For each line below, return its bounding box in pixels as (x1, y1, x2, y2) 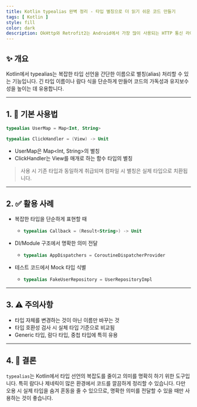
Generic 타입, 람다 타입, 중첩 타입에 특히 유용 (14, 331, 118, 338)
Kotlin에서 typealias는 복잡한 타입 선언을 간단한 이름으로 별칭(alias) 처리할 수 (6, 70, 183, 77)
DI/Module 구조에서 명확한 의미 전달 (14, 240, 98, 247)
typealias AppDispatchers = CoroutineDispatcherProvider (23, 253, 166, 258)
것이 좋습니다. (21, 394, 53, 401)
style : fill (6, 19, 35, 25)
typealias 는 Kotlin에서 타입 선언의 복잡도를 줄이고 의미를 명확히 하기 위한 (6, 372, 175, 379)
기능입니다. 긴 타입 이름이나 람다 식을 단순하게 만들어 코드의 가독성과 (12, 78, 169, 85)
